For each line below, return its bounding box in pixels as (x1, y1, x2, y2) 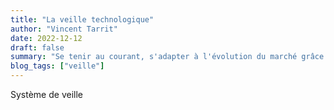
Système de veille (10, 89, 83, 100)
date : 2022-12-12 (10, 33, 83, 43)
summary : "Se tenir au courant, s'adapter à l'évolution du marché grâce (10, 52, 325, 62)
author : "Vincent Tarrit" (10, 24, 118, 34)
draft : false (10, 42, 65, 53)
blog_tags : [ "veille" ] (10, 61, 105, 71)
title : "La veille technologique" (10, 14, 155, 25)
